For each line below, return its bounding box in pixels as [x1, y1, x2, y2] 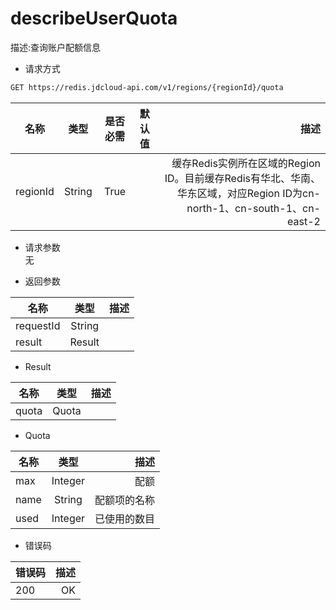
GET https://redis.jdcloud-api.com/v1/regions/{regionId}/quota [10, 82, 284, 92]
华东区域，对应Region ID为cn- [176, 186, 321, 200]
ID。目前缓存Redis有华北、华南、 [164, 171, 321, 185]
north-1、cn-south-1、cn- [186, 201, 321, 215]
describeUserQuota [10, 7, 178, 30]
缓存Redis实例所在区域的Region [171, 156, 321, 170]
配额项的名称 [94, 493, 156, 507]
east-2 [287, 214, 321, 228]
